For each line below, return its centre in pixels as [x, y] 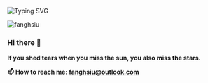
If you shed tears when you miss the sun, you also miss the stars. [104, 58]
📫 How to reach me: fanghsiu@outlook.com [73, 72]
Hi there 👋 [25, 42]
